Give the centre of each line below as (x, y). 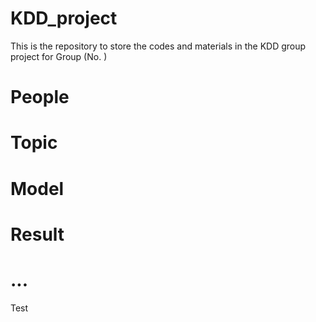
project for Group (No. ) (59, 56)
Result (37, 234)
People (40, 97)
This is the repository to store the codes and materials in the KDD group (158, 46)
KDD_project (64, 18)
